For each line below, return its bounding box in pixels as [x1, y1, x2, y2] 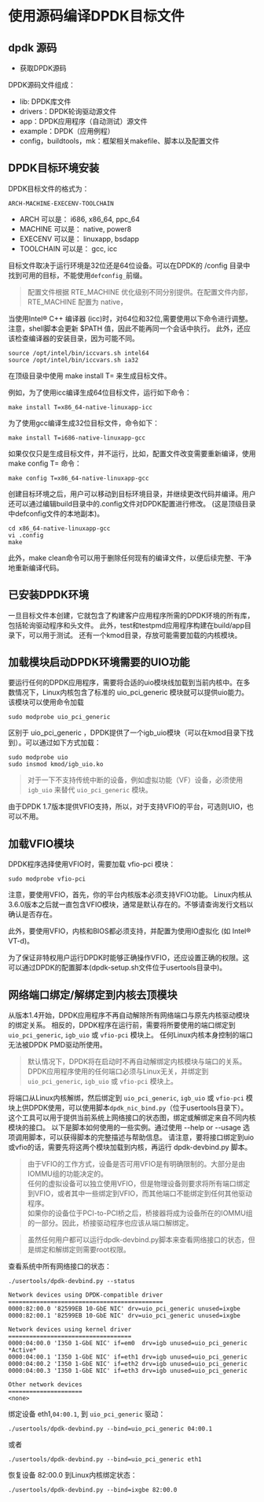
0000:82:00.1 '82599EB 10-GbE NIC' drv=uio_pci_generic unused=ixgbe [8, 1312, 241, 1320]
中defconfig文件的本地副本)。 [8, 509, 104, 518]
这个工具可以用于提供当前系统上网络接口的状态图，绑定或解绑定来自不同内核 [8, 1113, 256, 1122]
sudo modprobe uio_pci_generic [8, 714, 111, 721]
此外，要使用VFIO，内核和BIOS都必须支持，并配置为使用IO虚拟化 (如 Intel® [8, 926, 251, 936]
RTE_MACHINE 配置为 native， [27, 297, 128, 306]
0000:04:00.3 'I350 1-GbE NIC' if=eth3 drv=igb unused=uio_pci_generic [8, 1367, 247, 1375]
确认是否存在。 [8, 910, 57, 919]
